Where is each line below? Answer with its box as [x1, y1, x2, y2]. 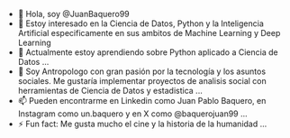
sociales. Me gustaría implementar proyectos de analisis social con [17, 76, 267, 86]
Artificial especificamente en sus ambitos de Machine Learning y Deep [17, 28, 281, 38]
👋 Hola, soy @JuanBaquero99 [17, 9, 131, 19]
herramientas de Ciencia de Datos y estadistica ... [17, 86, 203, 96]
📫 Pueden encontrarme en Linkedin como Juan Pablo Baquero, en [17, 96, 267, 106]
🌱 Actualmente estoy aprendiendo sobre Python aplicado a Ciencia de [17, 47, 278, 58]
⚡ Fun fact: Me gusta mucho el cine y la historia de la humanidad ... [17, 118, 267, 129]
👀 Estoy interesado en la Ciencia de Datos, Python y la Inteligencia [17, 18, 264, 29]
